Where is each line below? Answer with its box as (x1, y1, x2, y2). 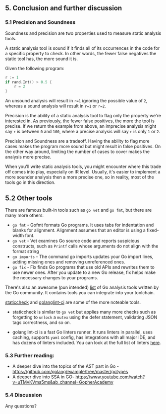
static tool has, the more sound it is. (5, 56, 78, 62)
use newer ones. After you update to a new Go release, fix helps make (12, 269, 156, 275)
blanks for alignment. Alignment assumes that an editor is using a (12, 227, 146, 233)
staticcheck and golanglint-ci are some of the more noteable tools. (5, 299, 141, 305)
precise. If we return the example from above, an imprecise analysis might (5, 123, 157, 129)
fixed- (147, 227, 160, 233)
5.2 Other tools (5, 194, 53, 202)
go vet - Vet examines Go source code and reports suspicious (12, 238, 140, 244)
